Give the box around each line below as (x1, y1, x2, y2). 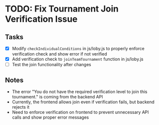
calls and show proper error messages (12, 114, 89, 120)
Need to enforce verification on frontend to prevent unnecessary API (12, 110, 149, 115)
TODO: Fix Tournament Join (5, 3, 119, 14)
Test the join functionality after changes (12, 62, 91, 68)
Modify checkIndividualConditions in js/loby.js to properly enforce (12, 46, 145, 51)
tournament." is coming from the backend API (12, 94, 103, 99)
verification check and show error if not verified (12, 51, 107, 57)
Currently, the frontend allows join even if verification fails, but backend (12, 99, 155, 105)
